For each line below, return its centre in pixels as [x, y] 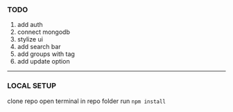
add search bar [39, 47]
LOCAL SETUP [32, 86]
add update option [44, 62]
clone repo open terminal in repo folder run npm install [87, 101]
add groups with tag [46, 54]
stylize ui [30, 39]
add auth [30, 25]
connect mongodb [44, 32]
